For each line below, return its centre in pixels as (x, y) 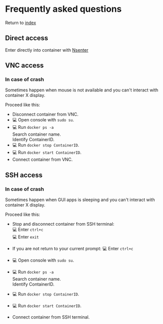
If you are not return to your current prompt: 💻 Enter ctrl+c (73, 249)
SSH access (24, 175)
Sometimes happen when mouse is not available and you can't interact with (82, 90)
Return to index (21, 23)
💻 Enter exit (26, 237)
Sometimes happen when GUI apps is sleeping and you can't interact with (80, 200)
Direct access (27, 38)
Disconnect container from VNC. (45, 115)
